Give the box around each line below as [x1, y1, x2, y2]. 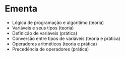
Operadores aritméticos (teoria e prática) [12, 40, 97, 46]
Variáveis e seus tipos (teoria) [12, 24, 74, 30]
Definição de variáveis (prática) [12, 30, 78, 36]
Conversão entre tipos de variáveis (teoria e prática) [12, 35, 120, 41]
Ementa [5, 3, 38, 14]
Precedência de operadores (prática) [12, 46, 89, 52]
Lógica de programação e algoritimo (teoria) [12, 19, 104, 25]
